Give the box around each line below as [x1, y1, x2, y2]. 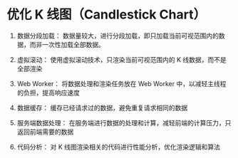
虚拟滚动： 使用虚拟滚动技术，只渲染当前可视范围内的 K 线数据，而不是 [16, 55, 227, 64]
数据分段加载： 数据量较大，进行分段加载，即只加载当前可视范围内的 [16, 31, 219, 40]
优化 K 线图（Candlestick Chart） [6, 6, 207, 23]
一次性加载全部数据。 [41, 40, 105, 48]
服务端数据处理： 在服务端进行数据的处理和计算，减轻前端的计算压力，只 [16, 118, 232, 127]
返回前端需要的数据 [16, 127, 74, 136]
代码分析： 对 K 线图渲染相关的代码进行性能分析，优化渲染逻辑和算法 [16, 142, 221, 151]
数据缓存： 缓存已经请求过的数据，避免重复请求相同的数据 [16, 103, 188, 112]
